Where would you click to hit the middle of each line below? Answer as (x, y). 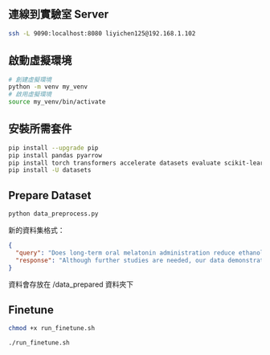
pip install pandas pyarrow (55, 155)
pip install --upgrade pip (53, 148)
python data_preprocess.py (53, 214)
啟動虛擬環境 (40, 61)
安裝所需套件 (40, 129)
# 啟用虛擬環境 (30, 95)
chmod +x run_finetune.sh (51, 328)
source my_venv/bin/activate (57, 102)
